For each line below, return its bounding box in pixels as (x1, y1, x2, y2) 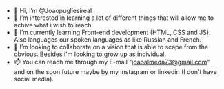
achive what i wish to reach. (13, 21, 94, 29)
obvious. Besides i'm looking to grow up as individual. (13, 50, 167, 58)
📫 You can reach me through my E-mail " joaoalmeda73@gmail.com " (13, 58, 210, 66)
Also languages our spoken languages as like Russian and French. (13, 36, 202, 44)
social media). (13, 75, 54, 83)
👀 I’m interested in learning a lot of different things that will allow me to (13, 14, 214, 22)
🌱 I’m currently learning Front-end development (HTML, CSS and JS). (13, 28, 211, 36)
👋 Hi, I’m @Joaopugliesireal (13, 7, 92, 14)
